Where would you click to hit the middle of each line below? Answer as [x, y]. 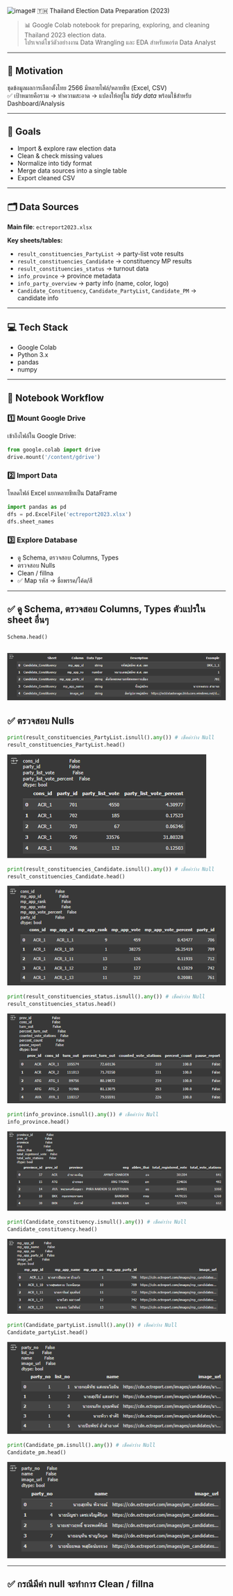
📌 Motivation [35, 71]
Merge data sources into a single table [72, 171]
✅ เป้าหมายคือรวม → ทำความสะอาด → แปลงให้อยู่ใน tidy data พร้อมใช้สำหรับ [100, 95]
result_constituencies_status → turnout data [83, 269]
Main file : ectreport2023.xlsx [50, 227]
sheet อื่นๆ [28, 620]
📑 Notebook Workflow [55, 398]
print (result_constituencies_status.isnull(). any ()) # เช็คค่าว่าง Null [106, 996]
